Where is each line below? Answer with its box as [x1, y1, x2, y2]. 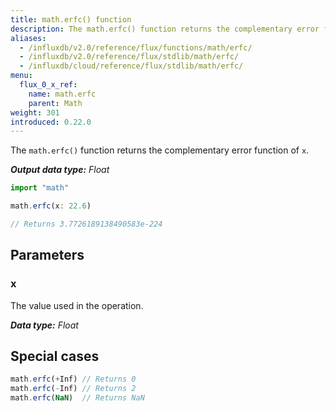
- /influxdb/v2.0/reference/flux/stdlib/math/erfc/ [19, 52, 240, 62]
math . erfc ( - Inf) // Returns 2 [10, 384, 137, 394]
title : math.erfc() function [10, 14, 132, 25]
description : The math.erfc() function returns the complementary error [10, 24, 320, 34]
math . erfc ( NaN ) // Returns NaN [10, 393, 145, 403]
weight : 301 [10, 107, 60, 118]
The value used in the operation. [10, 299, 144, 311]
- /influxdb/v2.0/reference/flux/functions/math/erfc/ [19, 42, 253, 53]
